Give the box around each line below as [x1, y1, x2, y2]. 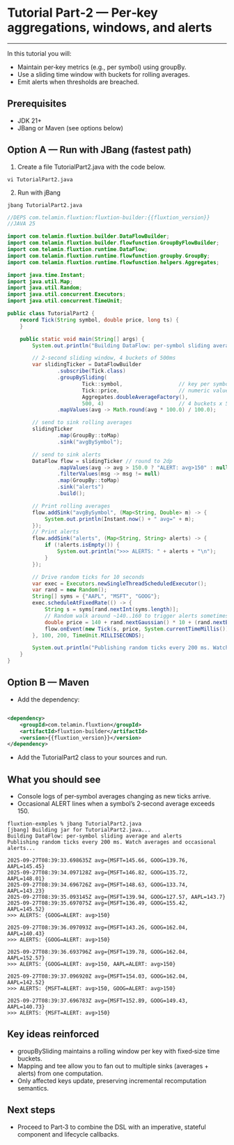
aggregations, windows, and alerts [7, 20, 212, 36]
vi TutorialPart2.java [7, 176, 73, 183]
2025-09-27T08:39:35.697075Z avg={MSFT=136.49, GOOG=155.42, [7, 900, 189, 907]
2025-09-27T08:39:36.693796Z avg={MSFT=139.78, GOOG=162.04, [7, 948, 189, 956]
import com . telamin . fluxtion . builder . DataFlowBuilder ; [7, 233, 170, 240]
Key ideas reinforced [7, 1029, 100, 1040]
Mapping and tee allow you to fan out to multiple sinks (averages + [17, 1061, 209, 1070]
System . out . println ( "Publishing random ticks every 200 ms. [32, 644, 210, 651]
